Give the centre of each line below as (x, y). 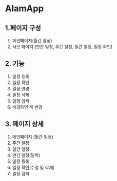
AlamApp (24, 9)
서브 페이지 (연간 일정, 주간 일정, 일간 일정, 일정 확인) (62, 47)
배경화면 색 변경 (27, 107)
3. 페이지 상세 (24, 124)
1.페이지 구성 (23, 28)
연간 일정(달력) (26, 155)
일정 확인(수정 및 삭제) (33, 167)
